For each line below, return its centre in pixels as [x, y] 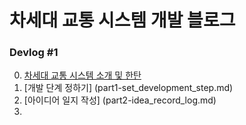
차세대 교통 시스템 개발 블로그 [122, 20]
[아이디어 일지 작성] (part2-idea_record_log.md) [120, 100]
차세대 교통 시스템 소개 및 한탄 [82, 75]
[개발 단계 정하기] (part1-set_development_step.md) [128, 88]
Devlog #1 [34, 53]
